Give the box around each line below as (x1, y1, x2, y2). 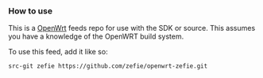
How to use (8, 6, 53, 17)
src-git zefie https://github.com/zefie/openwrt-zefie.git (8, 62, 208, 70)
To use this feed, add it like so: (8, 47, 109, 57)
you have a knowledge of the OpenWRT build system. (8, 32, 184, 41)
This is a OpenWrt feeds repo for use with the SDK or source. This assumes (8, 24, 256, 33)
